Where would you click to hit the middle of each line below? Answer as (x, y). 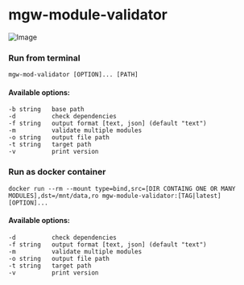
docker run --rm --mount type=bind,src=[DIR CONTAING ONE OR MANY (122, 188)
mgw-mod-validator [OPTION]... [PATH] (73, 75)
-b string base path (46, 109)
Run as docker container (57, 172)
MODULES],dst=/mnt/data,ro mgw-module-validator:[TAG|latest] (115, 196)
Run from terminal (44, 58)
